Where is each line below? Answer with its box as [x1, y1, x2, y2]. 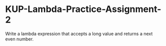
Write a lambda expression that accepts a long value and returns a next [5, 30, 153, 36]
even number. [5, 36, 34, 42]
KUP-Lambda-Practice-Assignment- [5, 3, 161, 15]
